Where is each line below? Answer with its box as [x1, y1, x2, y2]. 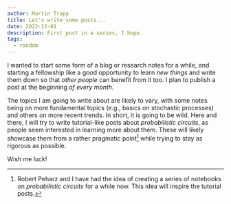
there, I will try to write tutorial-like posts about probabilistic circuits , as [7, 119, 208, 126]
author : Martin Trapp [7, 10, 69, 17]
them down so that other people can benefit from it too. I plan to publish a [7, 76, 216, 83]
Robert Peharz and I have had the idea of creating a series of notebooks [16, 174, 221, 183]
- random [13, 42, 38, 49]
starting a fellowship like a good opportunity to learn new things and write [7, 68, 216, 76]
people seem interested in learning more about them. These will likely [7, 125, 204, 134]
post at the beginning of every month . [7, 83, 114, 91]
